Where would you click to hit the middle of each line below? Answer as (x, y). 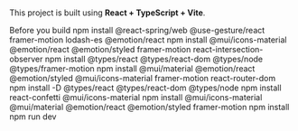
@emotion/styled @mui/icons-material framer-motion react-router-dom (143, 79)
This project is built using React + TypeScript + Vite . (107, 13)
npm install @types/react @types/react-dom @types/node (154, 59)
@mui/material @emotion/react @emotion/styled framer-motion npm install (149, 108)
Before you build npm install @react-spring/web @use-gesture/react (137, 31)
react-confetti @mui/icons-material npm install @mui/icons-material (136, 98)
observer (26, 59)
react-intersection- (228, 50)
